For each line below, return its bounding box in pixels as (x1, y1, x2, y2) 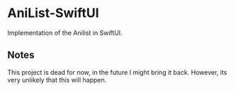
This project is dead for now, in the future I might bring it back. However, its (7, 68, 228, 76)
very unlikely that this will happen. (7, 75, 107, 84)
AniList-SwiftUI (7, 5, 99, 21)
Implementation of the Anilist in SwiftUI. (7, 28, 123, 37)
